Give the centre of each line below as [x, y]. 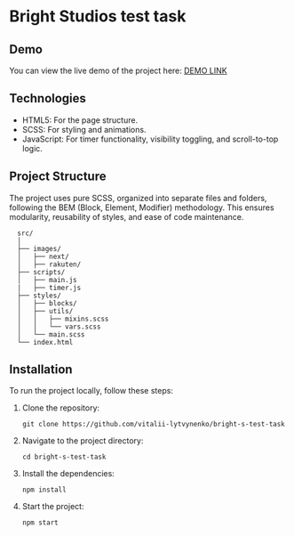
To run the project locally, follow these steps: [91, 391]
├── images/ [40, 248]
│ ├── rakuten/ [49, 264]
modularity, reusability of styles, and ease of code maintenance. [127, 216]
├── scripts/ [41, 272]
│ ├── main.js [47, 280]
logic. [32, 148]
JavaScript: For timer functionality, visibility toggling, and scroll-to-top [150, 139]
